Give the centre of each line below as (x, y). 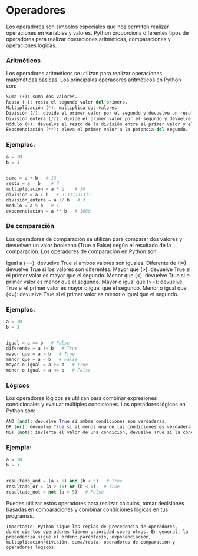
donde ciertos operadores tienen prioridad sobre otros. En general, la (97, 532)
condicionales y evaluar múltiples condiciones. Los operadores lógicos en (96, 405)
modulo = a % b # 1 (33, 206)
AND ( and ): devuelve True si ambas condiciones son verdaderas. (87, 422)
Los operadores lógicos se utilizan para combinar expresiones (82, 398)
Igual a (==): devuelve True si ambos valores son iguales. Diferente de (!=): (97, 263)
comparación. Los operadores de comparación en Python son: (82, 251)
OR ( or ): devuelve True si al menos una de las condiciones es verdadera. (100, 427)
